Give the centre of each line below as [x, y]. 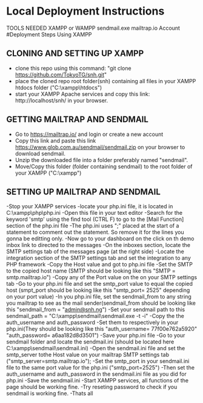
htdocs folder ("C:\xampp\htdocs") [58, 87]
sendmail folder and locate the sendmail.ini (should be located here [90, 342]
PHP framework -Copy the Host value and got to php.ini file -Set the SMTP [99, 265]
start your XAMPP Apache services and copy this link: [82, 94]
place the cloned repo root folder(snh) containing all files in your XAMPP [105, 81]
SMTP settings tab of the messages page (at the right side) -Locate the [95, 252]
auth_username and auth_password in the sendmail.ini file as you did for [96, 374]
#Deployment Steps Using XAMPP [49, 34]
